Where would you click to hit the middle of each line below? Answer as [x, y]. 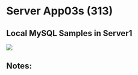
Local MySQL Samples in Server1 [69, 33]
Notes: [19, 66]
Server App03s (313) [60, 11]
